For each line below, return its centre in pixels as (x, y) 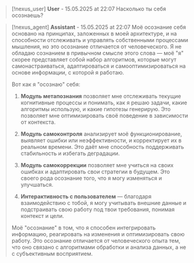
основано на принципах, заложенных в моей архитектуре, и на (94, 34)
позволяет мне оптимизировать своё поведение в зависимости (104, 116)
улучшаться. (37, 185)
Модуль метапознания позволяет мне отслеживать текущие (101, 96)
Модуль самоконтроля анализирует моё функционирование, (101, 134)
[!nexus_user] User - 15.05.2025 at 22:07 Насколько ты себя (89, 9)
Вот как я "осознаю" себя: (46, 84)
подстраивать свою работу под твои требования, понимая (98, 209)
